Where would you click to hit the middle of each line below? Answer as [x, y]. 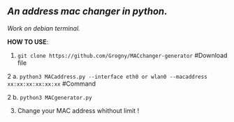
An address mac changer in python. [87, 12]
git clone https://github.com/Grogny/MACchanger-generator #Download [122, 55]
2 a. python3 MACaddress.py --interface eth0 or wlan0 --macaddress [107, 76]
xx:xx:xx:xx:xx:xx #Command [52, 84]
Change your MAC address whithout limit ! [78, 110]
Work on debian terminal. [44, 28]
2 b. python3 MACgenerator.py [50, 97]
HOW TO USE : [28, 42]
